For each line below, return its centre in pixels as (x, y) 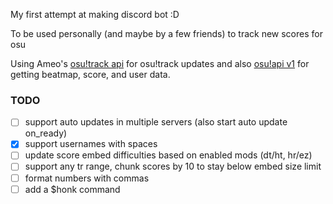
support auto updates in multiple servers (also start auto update (156, 122)
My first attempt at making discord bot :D (95, 14)
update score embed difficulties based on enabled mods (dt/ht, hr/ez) (168, 155)
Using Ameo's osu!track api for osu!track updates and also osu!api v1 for (160, 63)
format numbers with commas (87, 178)
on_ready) (46, 133)
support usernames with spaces (91, 144)
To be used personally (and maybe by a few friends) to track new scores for (166, 33)
